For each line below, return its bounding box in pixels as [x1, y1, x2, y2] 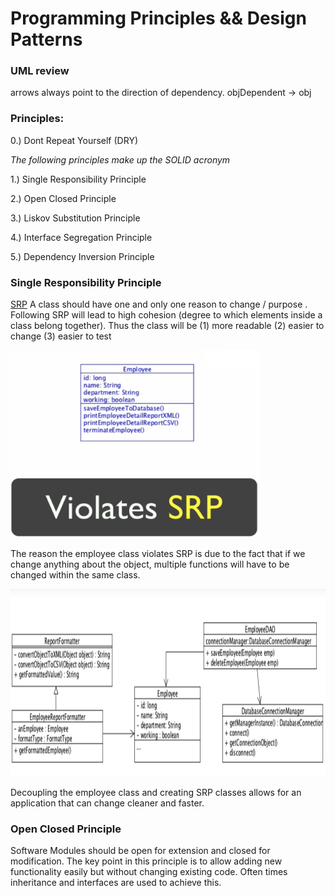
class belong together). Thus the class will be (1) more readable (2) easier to [10, 320, 325, 332]
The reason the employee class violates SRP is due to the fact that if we [10, 548, 306, 560]
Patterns [10, 28, 83, 51]
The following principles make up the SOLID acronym [10, 153, 231, 166]
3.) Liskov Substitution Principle [10, 212, 141, 224]
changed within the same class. [10, 569, 141, 581]
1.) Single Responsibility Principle [10, 173, 147, 185]
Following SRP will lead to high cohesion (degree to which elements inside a [10, 309, 323, 321]
